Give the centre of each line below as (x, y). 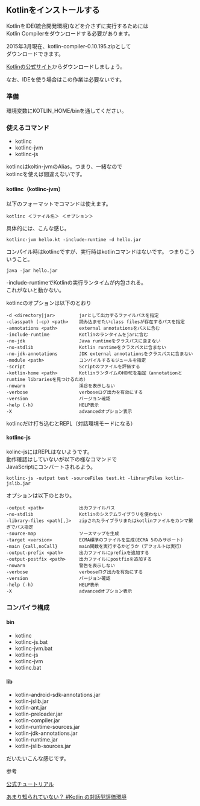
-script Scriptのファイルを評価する (73, 367)
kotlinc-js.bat (31, 642)
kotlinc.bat (28, 667)
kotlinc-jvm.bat (34, 648)
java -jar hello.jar (32, 270)
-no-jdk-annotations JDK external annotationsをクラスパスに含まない (100, 354)
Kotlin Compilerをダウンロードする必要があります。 (70, 33)
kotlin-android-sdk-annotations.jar (58, 695)
